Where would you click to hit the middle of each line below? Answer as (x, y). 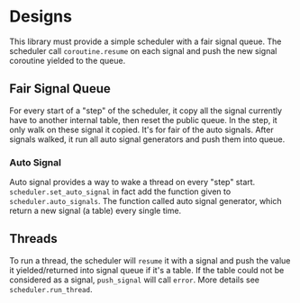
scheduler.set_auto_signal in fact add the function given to (120, 192)
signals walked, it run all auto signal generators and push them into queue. (147, 139)
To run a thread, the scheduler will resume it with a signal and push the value (150, 260)
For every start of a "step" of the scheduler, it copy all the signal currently (145, 111)
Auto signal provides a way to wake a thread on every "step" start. (132, 183)
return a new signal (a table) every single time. (95, 211)
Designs (41, 17)
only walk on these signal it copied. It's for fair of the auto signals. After (141, 129)
